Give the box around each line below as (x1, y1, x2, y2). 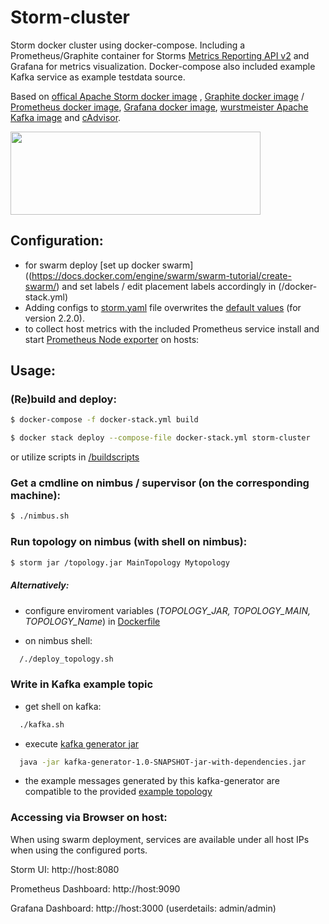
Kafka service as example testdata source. (10, 71, 186, 83)
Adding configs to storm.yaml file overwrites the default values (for (24, 301, 302, 313)
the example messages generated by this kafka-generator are (24, 775, 280, 787)
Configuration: (10, 232, 104, 250)
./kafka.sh (19, 719, 65, 730)
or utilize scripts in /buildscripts (10, 451, 140, 463)
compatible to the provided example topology (24, 786, 213, 798)
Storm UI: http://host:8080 (10, 863, 120, 875)
